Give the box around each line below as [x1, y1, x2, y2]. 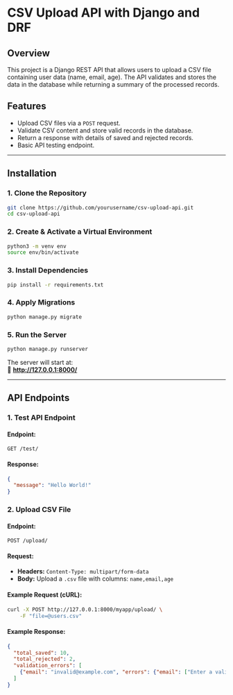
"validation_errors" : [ [13, 662, 82, 669]
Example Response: [7, 628, 66, 636]
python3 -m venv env [7, 243, 67, 250]
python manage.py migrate [7, 314, 82, 320]
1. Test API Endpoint [7, 413, 76, 422]
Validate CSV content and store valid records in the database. [17, 126, 193, 135]
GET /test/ [7, 445, 39, 452]
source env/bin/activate [7, 249, 79, 256]
